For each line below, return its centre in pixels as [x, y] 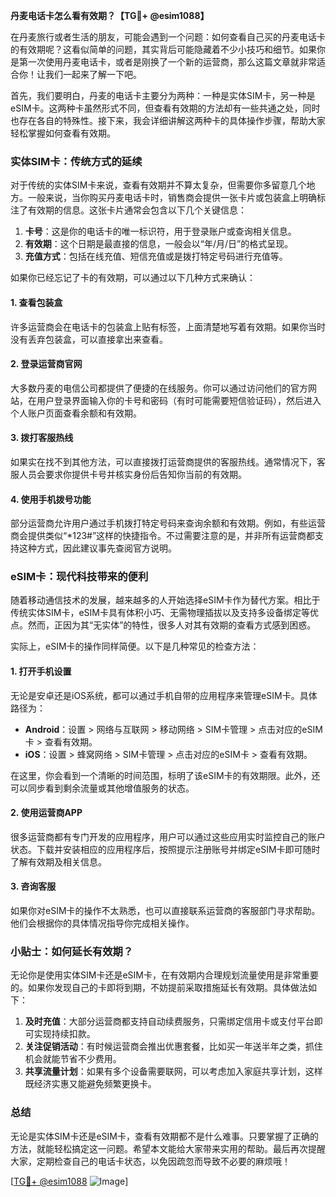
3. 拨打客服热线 [42, 438]
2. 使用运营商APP [46, 813]
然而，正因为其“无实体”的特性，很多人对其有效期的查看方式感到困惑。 [172, 625]
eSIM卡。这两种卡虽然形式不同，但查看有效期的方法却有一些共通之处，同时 [165, 108]
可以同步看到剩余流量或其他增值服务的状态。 [102, 788]
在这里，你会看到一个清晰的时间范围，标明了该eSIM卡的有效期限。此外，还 [165, 775]
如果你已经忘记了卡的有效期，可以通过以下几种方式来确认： [133, 278]
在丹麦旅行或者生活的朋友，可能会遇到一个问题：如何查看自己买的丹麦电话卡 [168, 37]
